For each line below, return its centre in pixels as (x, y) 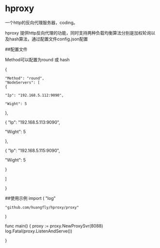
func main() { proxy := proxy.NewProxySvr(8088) (54, 226)
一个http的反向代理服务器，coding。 (41, 22)
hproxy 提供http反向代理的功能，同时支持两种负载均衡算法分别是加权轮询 (78, 33)
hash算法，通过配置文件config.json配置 (48, 39)
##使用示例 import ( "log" (30, 198)
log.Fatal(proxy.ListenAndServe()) (39, 231)
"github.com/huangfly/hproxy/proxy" (42, 207)
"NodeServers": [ (23, 82)
